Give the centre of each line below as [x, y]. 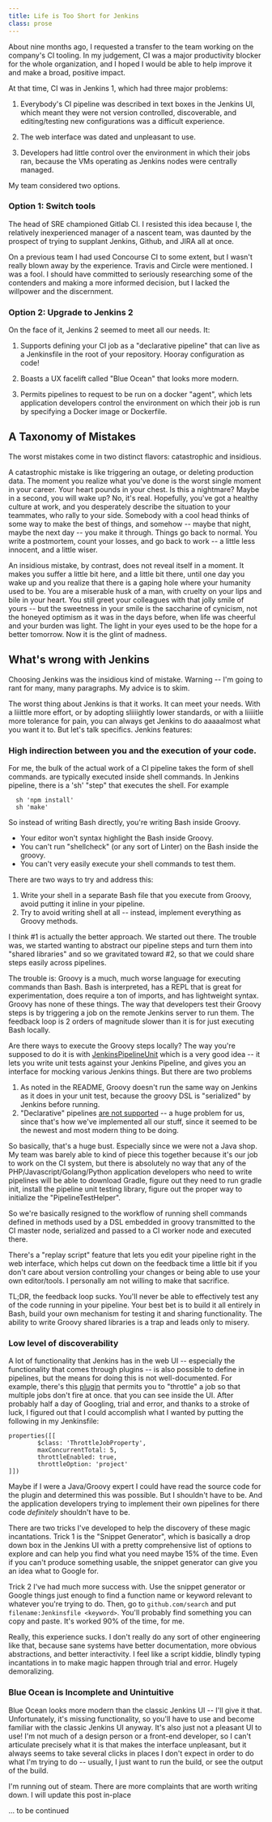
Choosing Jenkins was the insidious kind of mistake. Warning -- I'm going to [136, 679]
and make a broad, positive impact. [67, 72]
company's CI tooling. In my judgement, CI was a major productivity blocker [135, 55]
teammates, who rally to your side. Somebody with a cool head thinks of [129, 515]
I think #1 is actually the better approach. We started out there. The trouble [132, 937]
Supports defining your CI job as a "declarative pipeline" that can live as [140, 346]
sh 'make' [32, 807]
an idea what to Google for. [53, 1571]
